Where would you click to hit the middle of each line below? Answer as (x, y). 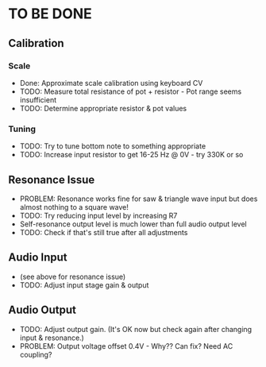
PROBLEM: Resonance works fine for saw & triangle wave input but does (139, 199)
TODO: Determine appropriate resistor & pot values (103, 108)
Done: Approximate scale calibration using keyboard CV (111, 83)
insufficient (38, 99)
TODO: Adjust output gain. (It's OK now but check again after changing (136, 329)
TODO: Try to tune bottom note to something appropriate (113, 146)
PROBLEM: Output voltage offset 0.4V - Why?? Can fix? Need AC (126, 346)
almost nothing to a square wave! (74, 207)
